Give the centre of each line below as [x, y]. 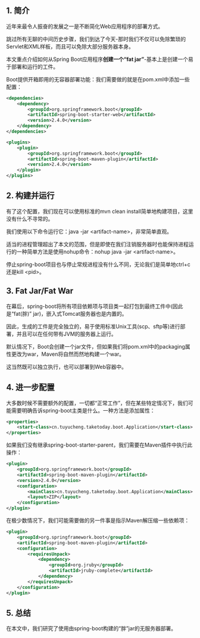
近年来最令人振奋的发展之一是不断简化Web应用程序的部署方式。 [85, 26]
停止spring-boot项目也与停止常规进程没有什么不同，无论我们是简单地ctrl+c [98, 264]
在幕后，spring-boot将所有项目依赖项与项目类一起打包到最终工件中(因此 [95, 306]
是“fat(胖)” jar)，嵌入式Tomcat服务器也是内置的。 [67, 313]
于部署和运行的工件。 [32, 66]
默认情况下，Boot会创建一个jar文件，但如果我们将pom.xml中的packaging [96, 346]
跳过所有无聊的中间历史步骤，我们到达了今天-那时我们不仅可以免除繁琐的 [96, 39]
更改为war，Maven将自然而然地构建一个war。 [68, 354]
